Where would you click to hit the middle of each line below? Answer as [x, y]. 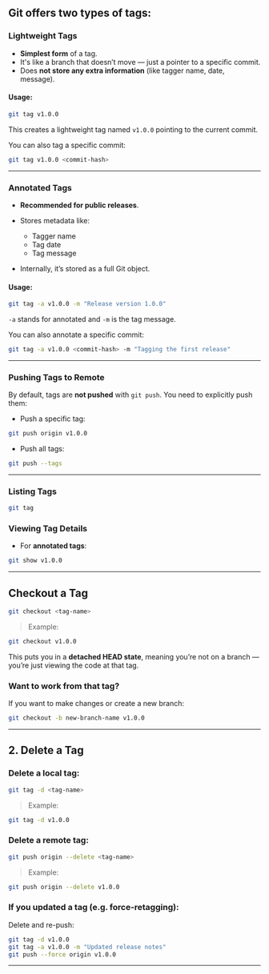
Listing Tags [33, 491]
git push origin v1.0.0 [48, 434]
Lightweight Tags [43, 36]
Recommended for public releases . [79, 205]
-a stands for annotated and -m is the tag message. [92, 319]
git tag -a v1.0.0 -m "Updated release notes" [87, 947]
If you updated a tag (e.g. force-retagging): [94, 908]
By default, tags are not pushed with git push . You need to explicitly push [130, 395]
